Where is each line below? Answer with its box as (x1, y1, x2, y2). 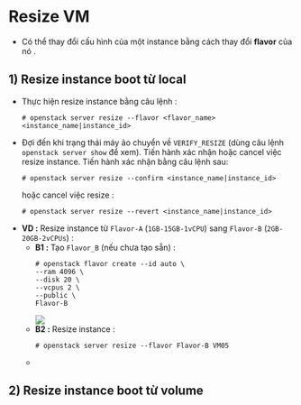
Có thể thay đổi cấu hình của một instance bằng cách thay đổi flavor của (21, 36, 293, 47)
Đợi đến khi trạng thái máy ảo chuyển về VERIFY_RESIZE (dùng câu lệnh (21, 137, 285, 148)
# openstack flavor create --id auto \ (34, 259, 186, 268)
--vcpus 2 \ (34, 282, 80, 292)
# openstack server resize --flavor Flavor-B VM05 (34, 341, 230, 350)
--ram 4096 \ (34, 267, 85, 276)
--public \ (34, 290, 77, 299)
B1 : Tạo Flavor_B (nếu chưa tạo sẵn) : (34, 242, 177, 253)
